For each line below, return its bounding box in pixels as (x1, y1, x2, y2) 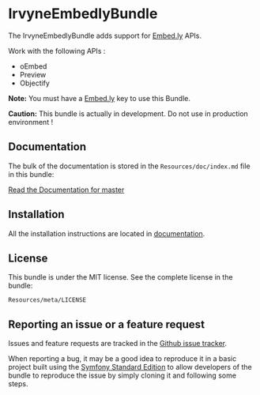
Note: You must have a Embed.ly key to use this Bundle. (8, 93, 191, 103)
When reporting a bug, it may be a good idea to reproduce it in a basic (8, 354, 237, 363)
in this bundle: (8, 169, 55, 179)
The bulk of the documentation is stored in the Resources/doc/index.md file (8, 161, 251, 171)
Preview (19, 70, 47, 79)
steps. (8, 379, 28, 389)
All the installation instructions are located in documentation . (8, 228, 205, 238)
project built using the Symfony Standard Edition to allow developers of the (8, 363, 252, 372)
